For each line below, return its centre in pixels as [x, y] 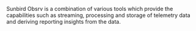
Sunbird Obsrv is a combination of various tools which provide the [90, 9]
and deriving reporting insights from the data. [64, 22]
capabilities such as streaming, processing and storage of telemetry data [99, 15]
